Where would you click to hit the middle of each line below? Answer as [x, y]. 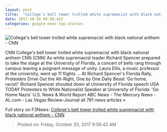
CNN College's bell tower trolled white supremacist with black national [77, 53]
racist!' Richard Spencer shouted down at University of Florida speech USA [82, 84]
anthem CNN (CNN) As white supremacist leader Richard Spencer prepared [83, 58]
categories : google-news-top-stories [44, 24]
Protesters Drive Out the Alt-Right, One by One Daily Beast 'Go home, [76, 79]
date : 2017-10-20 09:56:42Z [34, 19]
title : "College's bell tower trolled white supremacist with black [79, 14]
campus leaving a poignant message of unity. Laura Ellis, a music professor [83, 68]
